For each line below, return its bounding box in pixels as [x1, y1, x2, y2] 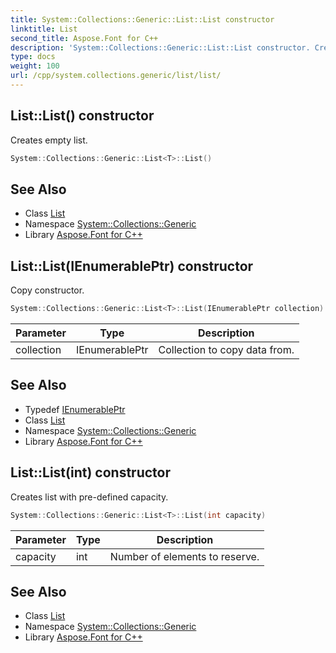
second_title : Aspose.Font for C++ [10, 33, 159, 43]
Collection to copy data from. [158, 343, 295, 357]
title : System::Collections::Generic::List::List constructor [10, 14, 275, 25]
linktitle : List [10, 24, 78, 34]
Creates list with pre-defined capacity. [10, 491, 169, 503]
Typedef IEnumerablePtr [24, 403, 126, 415]
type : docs [10, 52, 56, 62]
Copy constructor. [10, 284, 85, 296]
